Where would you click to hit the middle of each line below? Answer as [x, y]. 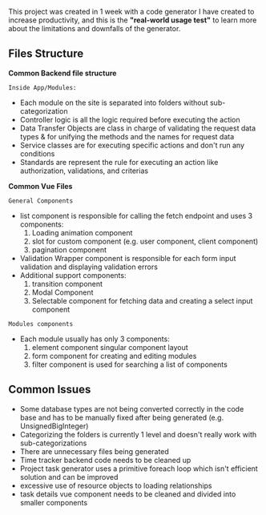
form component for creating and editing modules [114, 356]
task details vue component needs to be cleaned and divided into [128, 494]
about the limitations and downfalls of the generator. [95, 28]
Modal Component [62, 292]
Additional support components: [73, 275]
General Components [41, 201]
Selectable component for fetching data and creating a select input [142, 300]
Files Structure [46, 54]
